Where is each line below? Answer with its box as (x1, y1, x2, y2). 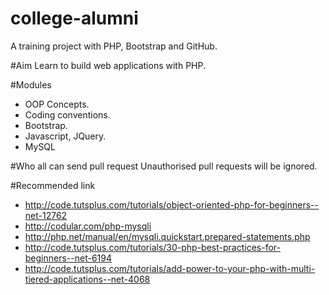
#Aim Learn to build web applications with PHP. (10, 59, 206, 71)
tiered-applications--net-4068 (24, 273, 151, 285)
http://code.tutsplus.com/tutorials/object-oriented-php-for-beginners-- (24, 198, 319, 211)
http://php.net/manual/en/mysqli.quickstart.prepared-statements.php (24, 230, 311, 242)
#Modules (10, 78, 52, 91)
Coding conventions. (24, 108, 111, 121)
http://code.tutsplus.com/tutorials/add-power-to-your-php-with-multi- (24, 262, 316, 274)
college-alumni (10, 7, 139, 30)
